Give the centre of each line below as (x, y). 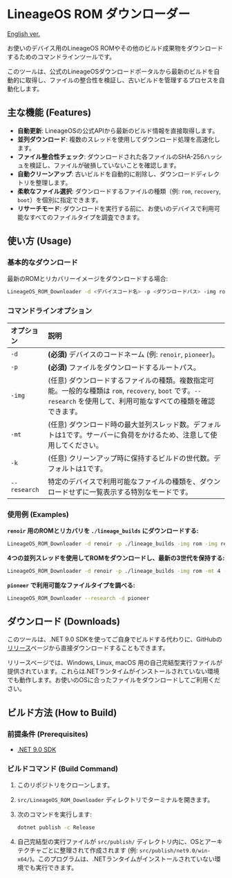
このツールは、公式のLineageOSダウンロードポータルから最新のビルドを (110, 71)
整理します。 (54, 182)
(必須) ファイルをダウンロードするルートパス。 (124, 367)
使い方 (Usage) (39, 241)
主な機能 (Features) (49, 112)
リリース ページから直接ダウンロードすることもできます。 (88, 648)
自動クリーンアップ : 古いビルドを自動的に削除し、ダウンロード (107, 174)
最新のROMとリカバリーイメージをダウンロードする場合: (88, 279)
